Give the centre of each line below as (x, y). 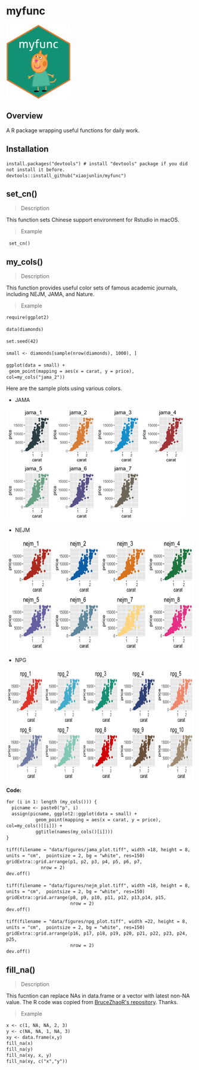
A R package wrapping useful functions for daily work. (73, 130)
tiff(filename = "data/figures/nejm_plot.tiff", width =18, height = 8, (98, 886)
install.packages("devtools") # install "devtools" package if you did (97, 164)
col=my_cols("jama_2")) (36, 377)
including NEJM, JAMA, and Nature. (50, 294)
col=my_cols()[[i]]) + (34, 826)
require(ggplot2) (28, 318)
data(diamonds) (25, 330)
